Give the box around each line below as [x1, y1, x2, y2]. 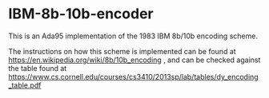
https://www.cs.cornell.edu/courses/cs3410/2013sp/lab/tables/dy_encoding [8, 72, 259, 81]
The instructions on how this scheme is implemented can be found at [8, 46, 236, 56]
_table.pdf [8, 80, 42, 90]
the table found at [8, 63, 67, 73]
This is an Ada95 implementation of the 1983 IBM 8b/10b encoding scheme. [8, 31, 259, 41]
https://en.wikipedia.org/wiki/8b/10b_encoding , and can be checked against [8, 55, 261, 65]
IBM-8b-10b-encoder [8, 5, 154, 23]
